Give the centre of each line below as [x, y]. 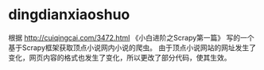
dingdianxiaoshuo [69, 15]
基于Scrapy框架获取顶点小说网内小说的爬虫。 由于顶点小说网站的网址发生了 [132, 47]
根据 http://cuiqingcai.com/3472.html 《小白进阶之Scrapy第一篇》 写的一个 [131, 37]
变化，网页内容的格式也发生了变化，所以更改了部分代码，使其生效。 [120, 57]
